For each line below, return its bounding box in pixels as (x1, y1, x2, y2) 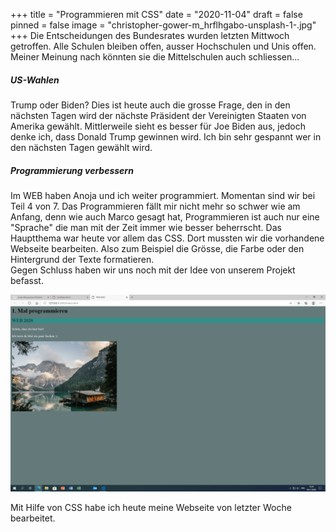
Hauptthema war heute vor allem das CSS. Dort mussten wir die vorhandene (10, 232, 325, 244)
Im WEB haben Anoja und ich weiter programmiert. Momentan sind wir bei (10, 189, 316, 201)
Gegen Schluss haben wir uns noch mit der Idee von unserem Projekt (10, 264, 296, 276)
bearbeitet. (10, 512, 56, 524)
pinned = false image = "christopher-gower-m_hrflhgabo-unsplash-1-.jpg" (10, 19, 317, 31)
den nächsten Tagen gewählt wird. (10, 141, 153, 153)
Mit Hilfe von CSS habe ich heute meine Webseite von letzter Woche (10, 501, 292, 513)
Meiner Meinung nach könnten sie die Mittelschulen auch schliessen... (10, 51, 300, 63)
